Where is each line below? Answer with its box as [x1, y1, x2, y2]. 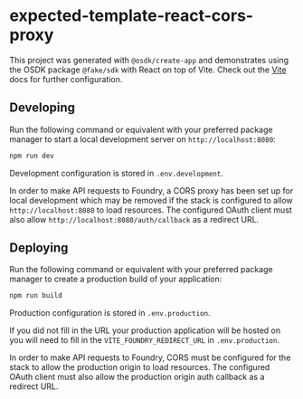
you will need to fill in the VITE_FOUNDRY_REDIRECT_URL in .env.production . [9, 335, 280, 346]
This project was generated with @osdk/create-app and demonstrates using [9, 54, 289, 65]
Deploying [9, 241, 69, 256]
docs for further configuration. [9, 73, 123, 84]
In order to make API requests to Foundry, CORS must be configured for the [9, 352, 291, 363]
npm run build [9, 291, 63, 300]
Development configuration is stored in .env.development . [9, 167, 223, 178]
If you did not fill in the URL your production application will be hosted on [9, 325, 281, 336]
